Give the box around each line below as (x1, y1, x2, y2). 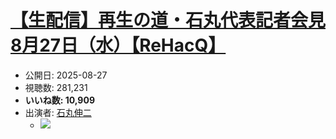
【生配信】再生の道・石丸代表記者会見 (10, 9, 327, 32)
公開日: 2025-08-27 (24, 69, 108, 81)
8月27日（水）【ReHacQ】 (10, 34, 227, 57)
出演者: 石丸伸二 (24, 106, 92, 118)
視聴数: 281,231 (24, 81, 88, 93)
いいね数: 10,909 (24, 94, 95, 106)
